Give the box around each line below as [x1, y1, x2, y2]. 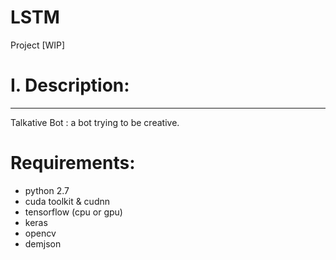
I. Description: [10, 74, 130, 97]
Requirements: [10, 152, 136, 175]
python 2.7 [24, 184, 70, 196]
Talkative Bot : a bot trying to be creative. [10, 116, 180, 128]
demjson [24, 237, 62, 250]
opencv [24, 227, 57, 239]
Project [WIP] [10, 39, 66, 51]
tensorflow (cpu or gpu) [24, 206, 123, 218]
